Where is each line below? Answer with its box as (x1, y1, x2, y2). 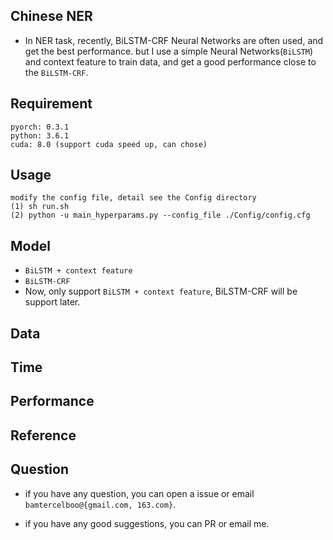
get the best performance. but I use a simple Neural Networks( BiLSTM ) (24, 45, 314, 57)
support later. (24, 296, 81, 308)
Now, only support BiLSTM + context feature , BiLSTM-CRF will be (24, 285, 298, 298)
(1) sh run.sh (10, 202, 70, 212)
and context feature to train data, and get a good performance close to (24, 55, 317, 68)
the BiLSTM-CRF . (24, 66, 89, 78)
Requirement (10, 95, 93, 113)
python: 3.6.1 (10, 130, 70, 141)
